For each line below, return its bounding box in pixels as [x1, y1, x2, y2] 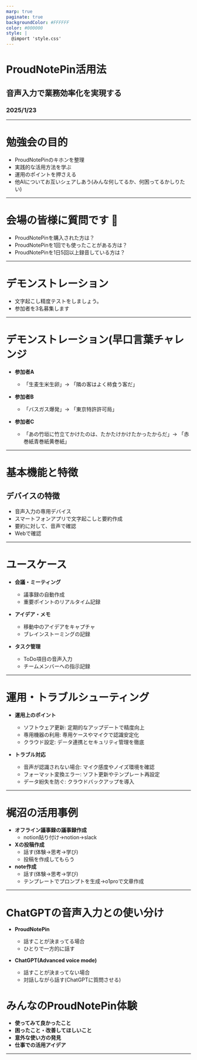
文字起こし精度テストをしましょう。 [14, 297, 102, 305]
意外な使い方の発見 [14, 1034, 62, 1041]
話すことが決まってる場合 [23, 938, 85, 945]
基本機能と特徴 [6, 466, 79, 479]
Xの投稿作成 [14, 841, 45, 848]
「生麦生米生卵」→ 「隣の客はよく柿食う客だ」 [23, 380, 138, 387]
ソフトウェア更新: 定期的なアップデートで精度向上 [23, 724, 145, 731]
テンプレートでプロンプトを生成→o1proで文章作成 [23, 878, 144, 885]
